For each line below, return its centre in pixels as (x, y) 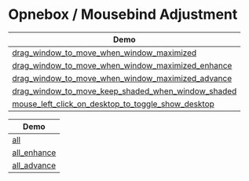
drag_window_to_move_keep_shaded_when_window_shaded (124, 90)
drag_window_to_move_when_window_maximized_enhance (122, 65)
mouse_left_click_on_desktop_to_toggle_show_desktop (113, 104)
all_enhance (34, 153)
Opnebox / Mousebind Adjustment (123, 15)
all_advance (34, 165)
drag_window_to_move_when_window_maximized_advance (122, 78)
